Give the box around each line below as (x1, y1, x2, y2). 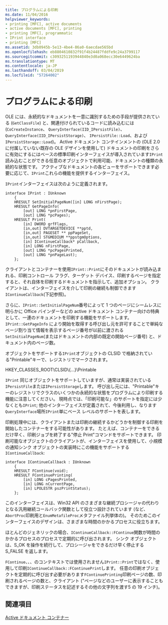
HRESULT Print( (14, 217, 46, 222)
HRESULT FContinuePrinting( (14, 473, 73, 478)
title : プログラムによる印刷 (5, 7, 59, 13)
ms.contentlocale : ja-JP (5, 63, 57, 68)
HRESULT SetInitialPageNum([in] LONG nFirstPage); (14, 199, 122, 204)
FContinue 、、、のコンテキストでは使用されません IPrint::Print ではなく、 (5, 559, 155, 565)
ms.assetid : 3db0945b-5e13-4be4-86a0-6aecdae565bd (5, 45, 113, 50)
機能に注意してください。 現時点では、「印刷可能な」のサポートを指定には (5, 395, 158, 402)
